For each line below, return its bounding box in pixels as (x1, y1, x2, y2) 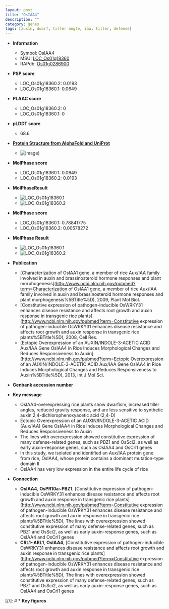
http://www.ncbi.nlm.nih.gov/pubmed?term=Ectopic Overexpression (22, 356, 164, 362)
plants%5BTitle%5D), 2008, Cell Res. (20, 334, 97, 340)
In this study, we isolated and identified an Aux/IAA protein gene (20, 450, 154, 456)
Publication (12, 260, 37, 266)
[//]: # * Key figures (5, 598, 46, 604)
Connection (12, 476, 38, 482)
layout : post (5, 7, 33, 13)
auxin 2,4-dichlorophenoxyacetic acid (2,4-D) (20, 412, 116, 418)
